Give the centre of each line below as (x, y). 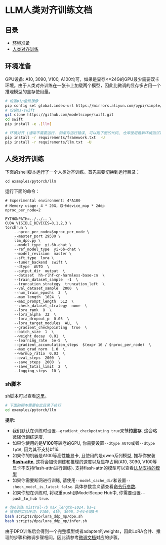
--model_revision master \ (43, 254)
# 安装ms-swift (20, 110)
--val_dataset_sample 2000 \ (46, 288)
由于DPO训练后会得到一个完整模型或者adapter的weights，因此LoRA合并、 (81, 531)
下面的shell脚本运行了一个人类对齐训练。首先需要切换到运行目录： (73, 172)
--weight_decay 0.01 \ (40, 336)
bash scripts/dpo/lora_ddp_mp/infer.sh (46, 521)
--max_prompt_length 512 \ (44, 301)
